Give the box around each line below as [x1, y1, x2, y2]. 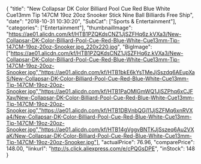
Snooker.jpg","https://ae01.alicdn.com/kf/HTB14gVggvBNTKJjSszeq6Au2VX [6, 126, 194, 133]
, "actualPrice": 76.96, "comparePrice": [98, 139, 195, 145]
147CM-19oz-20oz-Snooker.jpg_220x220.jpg [6, 43, 118, 50]
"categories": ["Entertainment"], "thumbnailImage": [6, 24, 133, 31]
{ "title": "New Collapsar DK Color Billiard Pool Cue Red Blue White [6, 5, 170, 12]
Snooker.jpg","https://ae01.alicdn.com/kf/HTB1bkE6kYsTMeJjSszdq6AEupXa [6, 69, 195, 75]
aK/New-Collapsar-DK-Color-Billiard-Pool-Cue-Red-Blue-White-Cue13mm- [6, 132, 192, 139]
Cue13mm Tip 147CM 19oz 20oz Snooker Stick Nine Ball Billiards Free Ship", [6, 11, 194, 19]
